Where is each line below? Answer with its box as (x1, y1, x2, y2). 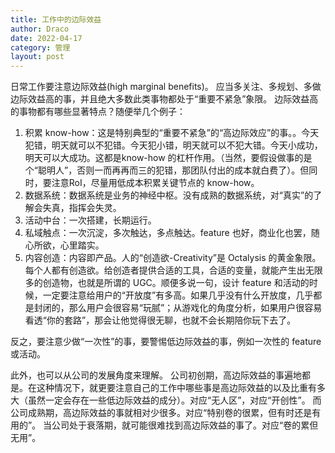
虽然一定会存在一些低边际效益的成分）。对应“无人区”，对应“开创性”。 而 (27, 394, 322, 406)
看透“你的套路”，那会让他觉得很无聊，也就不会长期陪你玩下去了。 (24, 314, 297, 326)
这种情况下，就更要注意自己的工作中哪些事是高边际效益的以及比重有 (36, 382, 317, 394)
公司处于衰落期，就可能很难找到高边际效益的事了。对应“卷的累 (51, 419, 310, 431)
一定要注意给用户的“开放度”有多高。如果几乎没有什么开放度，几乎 (42, 289, 314, 301)
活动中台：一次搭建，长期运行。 (24, 214, 157, 226)
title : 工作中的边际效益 (10, 14, 102, 25)
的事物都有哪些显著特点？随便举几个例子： (10, 106, 186, 118)
